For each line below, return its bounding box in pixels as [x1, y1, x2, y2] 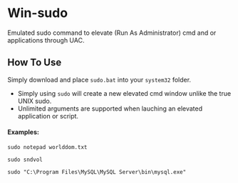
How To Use [7, 57, 62, 69]
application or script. [17, 111, 79, 120]
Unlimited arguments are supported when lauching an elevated [17, 104, 203, 113]
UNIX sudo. [17, 96, 52, 105]
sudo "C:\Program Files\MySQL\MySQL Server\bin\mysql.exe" [7, 168, 187, 175]
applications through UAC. [7, 35, 85, 44]
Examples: [7, 128, 39, 136]
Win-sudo [7, 5, 68, 21]
